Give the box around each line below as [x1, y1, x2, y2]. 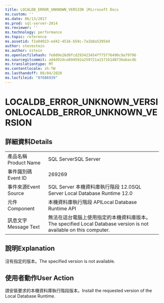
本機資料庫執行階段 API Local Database [48, 198, 137, 205]
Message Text [7, 223, 40, 230]
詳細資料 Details [5, 138, 53, 146]
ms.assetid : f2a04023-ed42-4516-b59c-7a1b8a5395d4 [5, 39, 110, 44]
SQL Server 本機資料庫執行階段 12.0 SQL [48, 183, 142, 190]
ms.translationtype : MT [5, 62, 54, 66]
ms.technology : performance [5, 30, 62, 35]
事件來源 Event [7, 183, 41, 190]
